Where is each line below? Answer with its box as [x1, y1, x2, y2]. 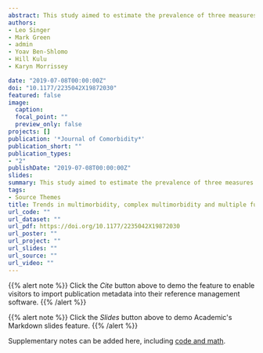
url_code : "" [8, 208, 51, 216]
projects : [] [8, 128, 51, 136]
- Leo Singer [8, 26, 51, 34]
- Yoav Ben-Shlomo [8, 48, 68, 56]
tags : [8, 186, 26, 194]
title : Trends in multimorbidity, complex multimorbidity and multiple [8, 201, 247, 209]
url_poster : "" [8, 230, 58, 238]
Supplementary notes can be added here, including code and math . [8, 336, 226, 345]
